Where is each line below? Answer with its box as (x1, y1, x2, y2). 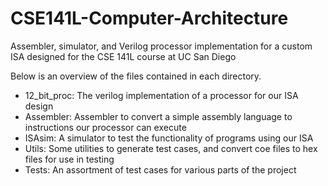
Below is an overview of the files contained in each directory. (10, 70, 262, 82)
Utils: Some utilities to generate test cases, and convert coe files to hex (24, 142, 318, 154)
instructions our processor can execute (24, 121, 187, 133)
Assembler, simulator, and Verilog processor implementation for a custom (10, 40, 313, 52)
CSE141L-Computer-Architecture (10, 7, 289, 30)
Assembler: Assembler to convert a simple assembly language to (24, 110, 293, 122)
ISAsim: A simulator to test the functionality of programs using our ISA (24, 132, 314, 144)
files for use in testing (24, 153, 115, 165)
